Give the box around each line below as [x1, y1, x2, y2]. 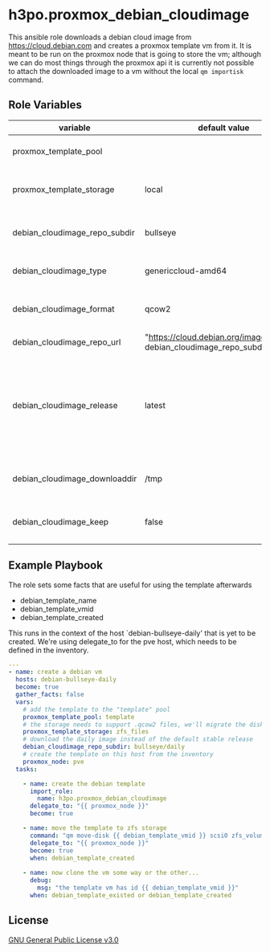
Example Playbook [8, 558, 103, 572]
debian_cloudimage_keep [12, 516, 109, 527]
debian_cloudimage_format [12, 303, 115, 314]
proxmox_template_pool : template [22, 713, 135, 721]
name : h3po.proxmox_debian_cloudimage [37, 795, 167, 803]
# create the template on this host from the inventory [22, 750, 215, 758]
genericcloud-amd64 [144, 265, 227, 276]
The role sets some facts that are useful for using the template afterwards [8, 580, 252, 590]
